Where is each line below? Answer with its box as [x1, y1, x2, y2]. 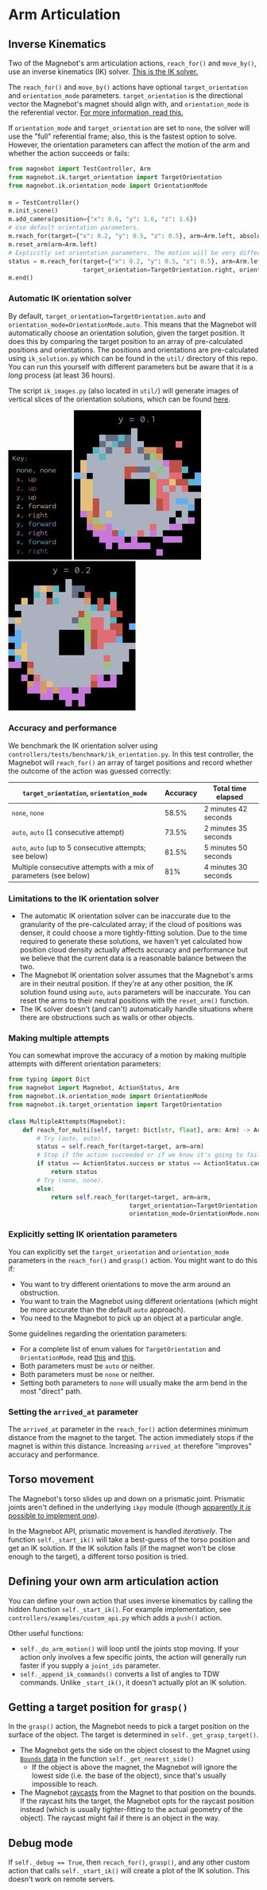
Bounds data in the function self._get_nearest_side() [19, 1754, 195, 1763]
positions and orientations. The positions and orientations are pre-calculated [8, 345, 259, 354]
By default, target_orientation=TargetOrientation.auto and [8, 311, 207, 320]
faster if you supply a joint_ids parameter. [19, 1661, 161, 1670]
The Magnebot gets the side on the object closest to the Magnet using [19, 1746, 250, 1755]
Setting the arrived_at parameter [8, 1406, 139, 1417]
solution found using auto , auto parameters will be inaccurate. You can [19, 988, 251, 997]
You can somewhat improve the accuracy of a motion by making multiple [8, 1051, 247, 1060]
